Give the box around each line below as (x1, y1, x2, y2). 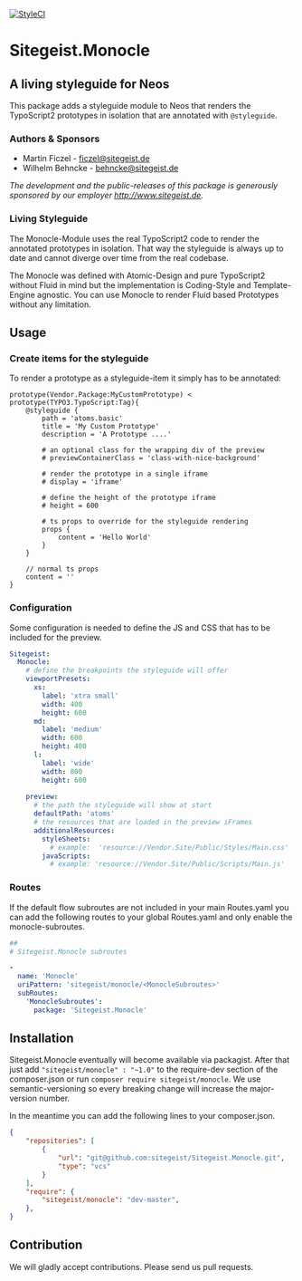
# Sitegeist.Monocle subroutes (9, 947, 127, 956)
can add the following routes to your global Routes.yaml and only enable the (9, 911, 293, 922)
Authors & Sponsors (9, 132, 100, 145)
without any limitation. (9, 299, 92, 310)
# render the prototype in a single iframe (42, 469, 208, 479)
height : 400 (42, 742, 88, 751)
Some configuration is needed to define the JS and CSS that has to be (9, 621, 271, 633)
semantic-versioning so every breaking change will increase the (9, 1084, 249, 1094)
